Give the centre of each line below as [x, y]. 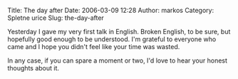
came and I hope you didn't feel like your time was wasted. [94, 47]
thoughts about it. [33, 68]
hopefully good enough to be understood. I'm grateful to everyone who [112, 39]
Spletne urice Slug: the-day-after [56, 18]
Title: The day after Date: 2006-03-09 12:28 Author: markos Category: [111, 10]
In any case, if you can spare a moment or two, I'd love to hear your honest [118, 60]
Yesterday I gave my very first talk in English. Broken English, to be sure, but [119, 32]
